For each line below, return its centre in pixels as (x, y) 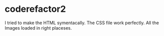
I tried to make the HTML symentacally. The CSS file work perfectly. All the (82, 23)
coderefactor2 (35, 9)
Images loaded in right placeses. (38, 28)
